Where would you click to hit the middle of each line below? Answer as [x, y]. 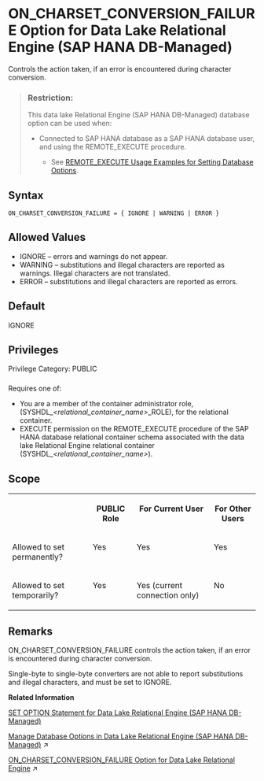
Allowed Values [47, 237]
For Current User [171, 509]
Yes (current [159, 586]
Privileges [33, 350]
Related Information [41, 698]
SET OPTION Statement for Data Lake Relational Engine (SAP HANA [118, 713]
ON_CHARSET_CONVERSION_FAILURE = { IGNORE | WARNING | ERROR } [114, 213]
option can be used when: [70, 124]
